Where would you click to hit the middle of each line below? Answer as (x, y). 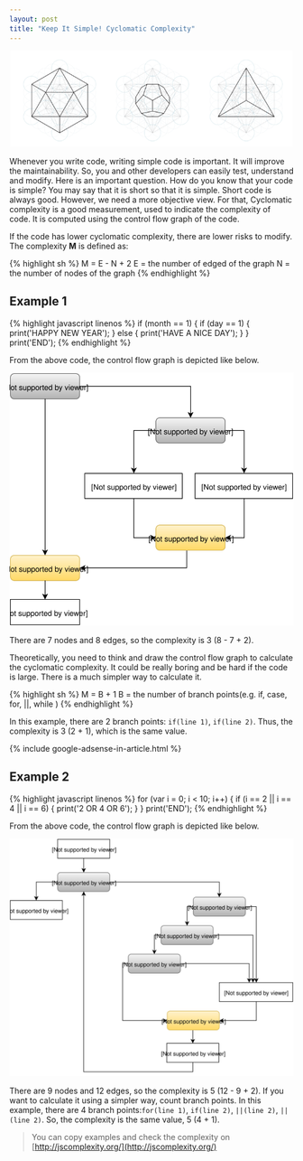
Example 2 (39, 777)
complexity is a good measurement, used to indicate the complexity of (140, 209)
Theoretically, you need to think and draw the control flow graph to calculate (151, 657)
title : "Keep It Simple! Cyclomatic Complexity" (102, 28)
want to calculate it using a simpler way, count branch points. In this (135, 1100)
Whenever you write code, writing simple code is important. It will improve (147, 161)
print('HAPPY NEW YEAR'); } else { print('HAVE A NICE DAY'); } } (129, 332)
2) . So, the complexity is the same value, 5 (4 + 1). (126, 1119)
